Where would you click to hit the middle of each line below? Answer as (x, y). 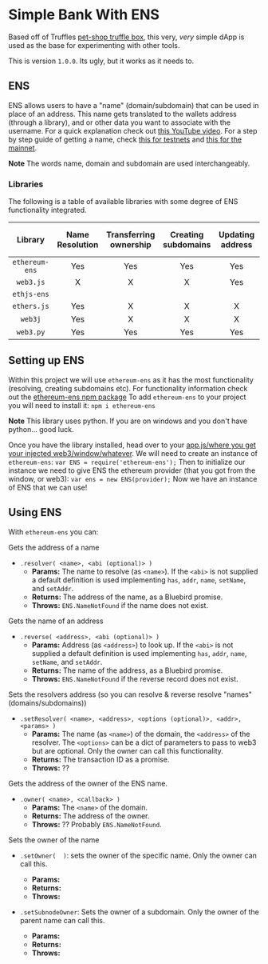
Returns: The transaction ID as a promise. (100, 759)
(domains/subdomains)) (47, 702)
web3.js (31, 282)
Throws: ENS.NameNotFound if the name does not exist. (120, 605)
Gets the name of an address (56, 621)
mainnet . (23, 148)
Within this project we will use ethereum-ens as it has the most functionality (131, 380)
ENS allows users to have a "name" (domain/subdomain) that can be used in (134, 105)
